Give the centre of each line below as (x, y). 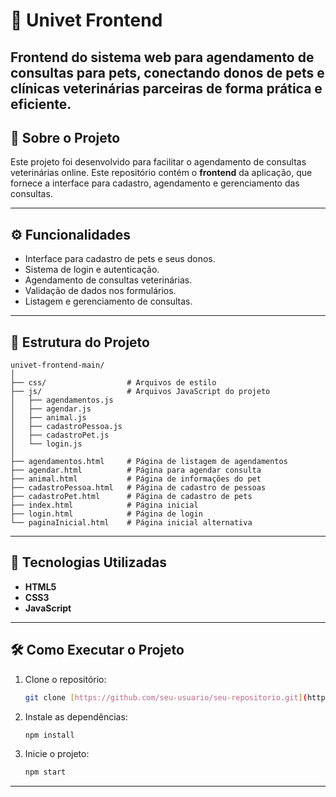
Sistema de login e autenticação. (92, 270)
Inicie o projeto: (57, 754)
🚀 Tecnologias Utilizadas (88, 562)
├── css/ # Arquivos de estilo (113, 383)
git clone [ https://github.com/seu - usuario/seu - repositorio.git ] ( (166, 697)
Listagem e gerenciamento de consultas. (108, 301)
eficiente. (41, 104)
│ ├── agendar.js (51, 409)
